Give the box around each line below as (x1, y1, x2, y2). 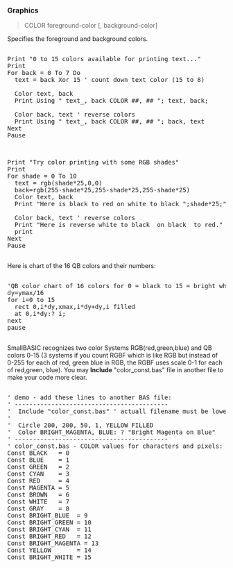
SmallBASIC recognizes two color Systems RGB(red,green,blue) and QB (7, 344, 213, 352)
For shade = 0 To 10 (7, 172, 78, 181)
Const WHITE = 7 (7, 498, 70, 506)
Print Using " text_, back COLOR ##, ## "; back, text (14, 117, 205, 126)
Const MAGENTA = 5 (7, 484, 70, 492)
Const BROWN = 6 (7, 491, 70, 499)
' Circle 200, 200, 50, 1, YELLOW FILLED (7, 421, 154, 429)
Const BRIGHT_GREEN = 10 (7, 519, 92, 526)
